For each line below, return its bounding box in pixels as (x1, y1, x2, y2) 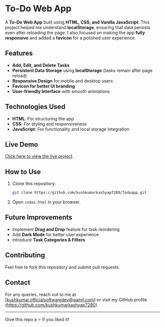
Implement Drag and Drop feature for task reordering (12, 226, 120, 232)
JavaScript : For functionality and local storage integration (12, 126, 130, 132)
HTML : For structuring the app (12, 116, 74, 121)
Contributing (5, 251, 45, 260)
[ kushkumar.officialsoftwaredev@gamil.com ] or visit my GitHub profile (5, 297, 147, 302)
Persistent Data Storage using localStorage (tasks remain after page (12, 67, 153, 73)
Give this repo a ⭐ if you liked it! (5, 316, 70, 322)
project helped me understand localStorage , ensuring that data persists (5, 24, 151, 30)
